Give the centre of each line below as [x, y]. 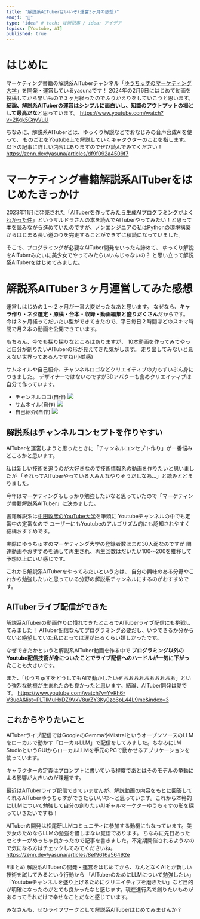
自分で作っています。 [32, 384]
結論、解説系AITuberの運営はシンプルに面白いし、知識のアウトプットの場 [97, 106]
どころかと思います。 [32, 456]
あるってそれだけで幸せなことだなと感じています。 [69, 897]
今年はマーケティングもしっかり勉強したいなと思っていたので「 [84, 496]
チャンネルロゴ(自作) [40, 397]
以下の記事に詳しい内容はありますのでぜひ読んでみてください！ [84, 147]
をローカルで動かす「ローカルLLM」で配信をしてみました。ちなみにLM [94, 743]
